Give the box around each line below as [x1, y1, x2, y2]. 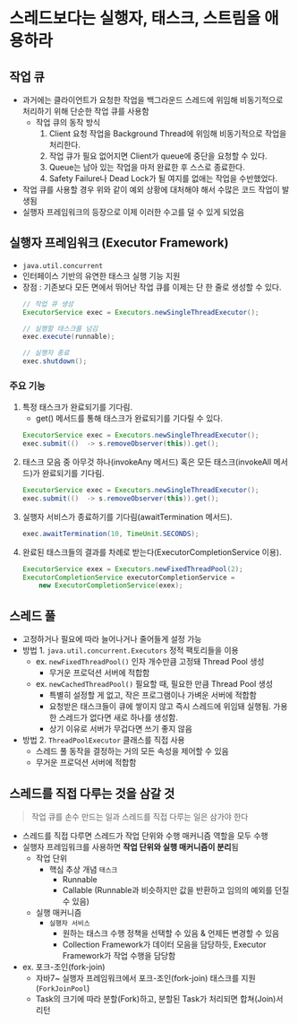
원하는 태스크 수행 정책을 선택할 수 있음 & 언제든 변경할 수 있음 [62, 927, 280, 938]
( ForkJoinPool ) [35, 983, 90, 994]
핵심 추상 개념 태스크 [48, 863, 118, 874]
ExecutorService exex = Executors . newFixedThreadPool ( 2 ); [21, 564, 243, 574]
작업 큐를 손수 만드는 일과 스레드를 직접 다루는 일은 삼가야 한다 [30, 811, 249, 821]
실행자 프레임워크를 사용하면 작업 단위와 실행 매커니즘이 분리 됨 [21, 841, 239, 852]
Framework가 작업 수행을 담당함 [62, 950, 176, 960]
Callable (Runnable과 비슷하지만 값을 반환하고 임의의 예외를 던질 [62, 884, 290, 895]
